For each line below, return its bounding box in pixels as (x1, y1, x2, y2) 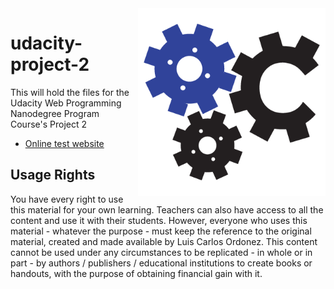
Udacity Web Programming (10, 97, 122, 109)
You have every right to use (10, 193, 124, 205)
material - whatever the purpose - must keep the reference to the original (10, 225, 312, 237)
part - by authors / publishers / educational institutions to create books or (10, 257, 313, 269)
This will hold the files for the (10, 86, 130, 98)
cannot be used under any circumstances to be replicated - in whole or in (10, 246, 313, 258)
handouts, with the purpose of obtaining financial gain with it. (10, 267, 263, 279)
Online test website (24, 137, 105, 149)
